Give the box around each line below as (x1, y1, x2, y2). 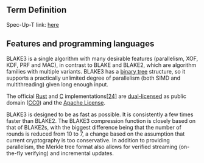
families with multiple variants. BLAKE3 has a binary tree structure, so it (6, 68, 186, 75)
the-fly (6, 149, 23, 157)
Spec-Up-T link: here (6, 21, 59, 28)
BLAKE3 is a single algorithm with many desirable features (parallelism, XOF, (6, 55, 199, 62)
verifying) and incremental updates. (24, 149, 114, 157)
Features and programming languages (6, 39, 155, 49)
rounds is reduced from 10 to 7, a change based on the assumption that (6, 130, 185, 137)
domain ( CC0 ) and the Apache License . (6, 99, 105, 106)
